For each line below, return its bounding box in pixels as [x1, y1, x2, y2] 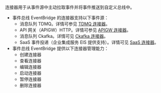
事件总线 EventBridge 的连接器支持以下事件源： [12, 15, 109, 21]
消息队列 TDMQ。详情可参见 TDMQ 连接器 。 [19, 21, 110, 27]
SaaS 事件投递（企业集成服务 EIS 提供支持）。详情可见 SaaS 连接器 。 [19, 39, 159, 45]
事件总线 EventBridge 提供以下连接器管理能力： [12, 46, 109, 51]
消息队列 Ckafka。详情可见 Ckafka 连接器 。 [19, 33, 108, 39]
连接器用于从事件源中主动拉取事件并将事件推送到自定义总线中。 [5, 4, 134, 10]
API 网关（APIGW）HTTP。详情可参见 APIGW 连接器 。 [19, 27, 131, 33]
